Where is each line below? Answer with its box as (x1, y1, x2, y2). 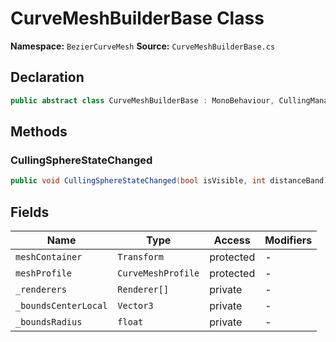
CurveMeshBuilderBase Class (10, 7, 265, 30)
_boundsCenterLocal (15, 300, 108, 311)
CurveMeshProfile (117, 268, 200, 279)
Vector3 (117, 300, 154, 311)
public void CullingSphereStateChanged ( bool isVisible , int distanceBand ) (10, 176, 329, 186)
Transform (117, 252, 164, 262)
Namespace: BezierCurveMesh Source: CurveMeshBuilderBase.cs (10, 40, 276, 52)
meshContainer (15, 252, 83, 262)
